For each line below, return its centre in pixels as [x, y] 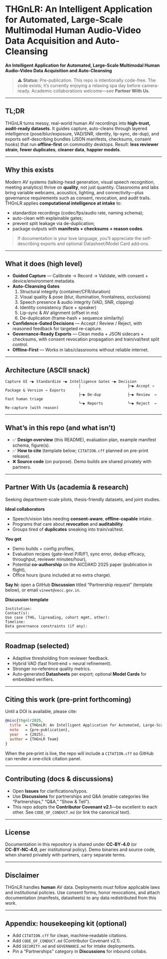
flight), [19, 570]
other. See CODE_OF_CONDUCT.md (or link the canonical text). [71, 812]
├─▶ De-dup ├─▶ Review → [118, 395]
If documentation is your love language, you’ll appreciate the [79, 238]
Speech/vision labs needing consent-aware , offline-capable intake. [83, 518]
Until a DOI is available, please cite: [41, 712]
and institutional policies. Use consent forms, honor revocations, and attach [83, 893]
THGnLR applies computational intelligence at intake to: [63, 203]
